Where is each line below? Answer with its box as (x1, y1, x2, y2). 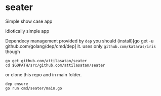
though (5, 49, 20, 55)
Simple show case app (5, 18, 53, 24)
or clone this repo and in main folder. (5, 71, 82, 77)
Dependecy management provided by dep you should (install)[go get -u (5, 37, 154, 44)
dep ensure (5, 81, 28, 86)
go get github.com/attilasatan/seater (5, 58, 87, 63)
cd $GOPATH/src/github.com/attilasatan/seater (5, 63, 105, 68)
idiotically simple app (5, 28, 50, 34)
